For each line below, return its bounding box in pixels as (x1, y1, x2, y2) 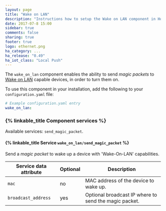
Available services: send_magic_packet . (5, 128, 83, 134)
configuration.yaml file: (5, 91, 54, 97)
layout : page (5, 7, 32, 12)
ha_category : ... (5, 48, 41, 53)
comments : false (5, 30, 39, 35)
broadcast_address (7, 195, 51, 201)
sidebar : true (5, 26, 35, 31)
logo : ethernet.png (5, 44, 45, 49)
